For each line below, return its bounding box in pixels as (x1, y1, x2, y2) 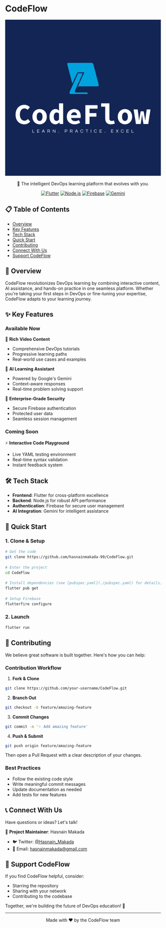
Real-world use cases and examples (12, 356, 86, 362)
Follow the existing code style (12, 776, 73, 782)
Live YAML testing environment (12, 451, 76, 457)
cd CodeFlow (5, 570, 30, 575)
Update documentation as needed (12, 786, 82, 792)
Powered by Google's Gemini (12, 376, 72, 382)
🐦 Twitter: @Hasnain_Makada (12, 838, 74, 845)
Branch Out (12, 695, 37, 701)
